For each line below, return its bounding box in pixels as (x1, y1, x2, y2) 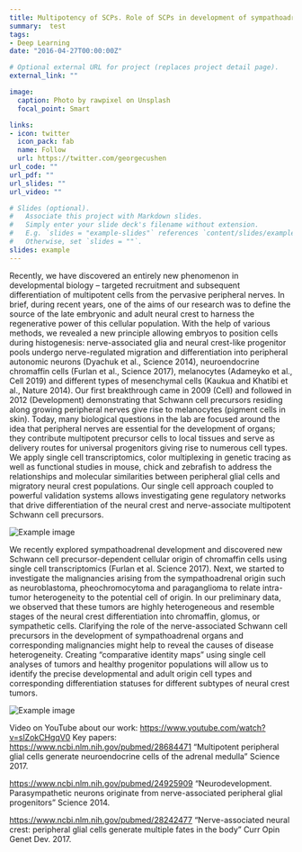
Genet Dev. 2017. (9, 833, 72, 844)
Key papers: (72, 731, 117, 742)
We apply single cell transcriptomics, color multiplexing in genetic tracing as (9, 452, 292, 462)
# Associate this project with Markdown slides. (9, 212, 203, 221)
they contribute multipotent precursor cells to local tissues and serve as (9, 433, 276, 444)
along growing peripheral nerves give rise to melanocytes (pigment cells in (9, 404, 286, 415)
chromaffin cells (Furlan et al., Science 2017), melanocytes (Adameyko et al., (9, 365, 293, 376)
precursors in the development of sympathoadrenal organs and (9, 630, 244, 641)
